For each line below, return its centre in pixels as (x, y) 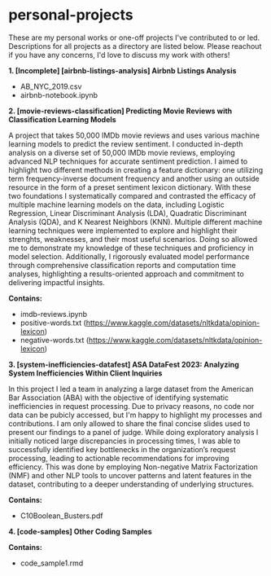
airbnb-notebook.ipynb (59, 95)
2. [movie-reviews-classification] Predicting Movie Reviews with (120, 111)
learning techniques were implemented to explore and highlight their (123, 231)
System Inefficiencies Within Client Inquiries (85, 373)
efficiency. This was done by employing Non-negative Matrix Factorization (133, 467)
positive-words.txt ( (53, 323)
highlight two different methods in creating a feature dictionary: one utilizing (135, 169)
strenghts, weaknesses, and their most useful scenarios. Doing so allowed (133, 239)
